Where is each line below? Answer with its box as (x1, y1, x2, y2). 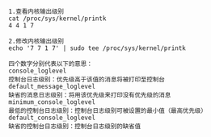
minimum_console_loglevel (8, 98, 95, 106)
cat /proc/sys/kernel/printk (8, 15, 107, 23)
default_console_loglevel (8, 114, 95, 122)
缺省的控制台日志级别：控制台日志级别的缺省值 (8, 122, 141, 131)
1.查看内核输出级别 (8, 7, 65, 15)
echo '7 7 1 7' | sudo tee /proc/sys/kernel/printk (8, 44, 186, 52)
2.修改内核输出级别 (8, 37, 65, 45)
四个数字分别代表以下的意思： (8, 60, 93, 68)
